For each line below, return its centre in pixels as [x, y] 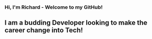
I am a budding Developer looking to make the [76, 23]
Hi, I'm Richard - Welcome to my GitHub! [54, 7]
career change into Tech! [44, 30]
